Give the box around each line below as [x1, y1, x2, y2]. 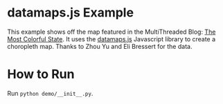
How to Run [7, 67, 75, 82]
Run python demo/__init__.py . [7, 89, 93, 97]
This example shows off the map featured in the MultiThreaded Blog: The [7, 28, 216, 36]
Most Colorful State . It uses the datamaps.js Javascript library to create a [7, 34, 216, 43]
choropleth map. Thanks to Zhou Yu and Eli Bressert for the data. [7, 42, 193, 50]
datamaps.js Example [7, 5, 134, 21]
